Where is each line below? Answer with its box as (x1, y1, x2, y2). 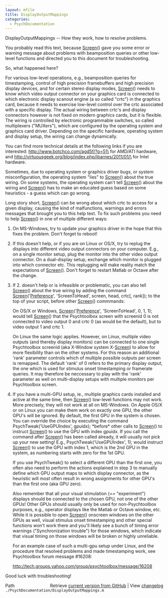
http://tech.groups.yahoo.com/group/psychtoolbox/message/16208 (12, 563, 152, 569)
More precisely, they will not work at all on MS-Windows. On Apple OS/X (12, 402, 162, 408)
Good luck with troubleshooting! (5, 573, 72, 579)
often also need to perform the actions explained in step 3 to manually (12, 465, 157, 471)
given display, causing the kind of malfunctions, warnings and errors (5, 205, 147, 211)
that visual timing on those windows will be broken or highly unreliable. (12, 533, 159, 539)
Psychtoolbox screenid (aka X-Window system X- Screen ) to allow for (12, 344, 155, 350)
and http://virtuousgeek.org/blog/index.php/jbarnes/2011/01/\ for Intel (5, 154, 149, 160)
